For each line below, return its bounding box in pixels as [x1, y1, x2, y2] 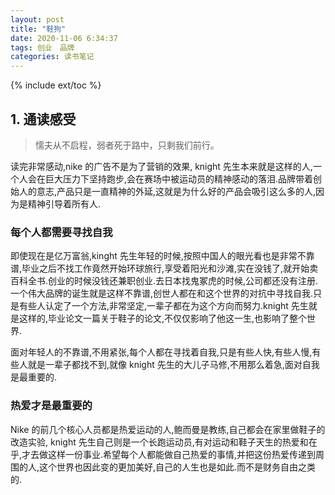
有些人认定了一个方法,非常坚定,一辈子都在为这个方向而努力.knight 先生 [18, 300, 309, 312]
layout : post [10, 14, 65, 25]
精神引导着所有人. [27, 197, 102, 210]
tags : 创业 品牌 [10, 42, 75, 53]
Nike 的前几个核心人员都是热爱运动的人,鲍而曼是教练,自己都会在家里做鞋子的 [10, 423, 326, 435]
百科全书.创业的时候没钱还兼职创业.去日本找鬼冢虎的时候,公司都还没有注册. [10, 275, 319, 287]
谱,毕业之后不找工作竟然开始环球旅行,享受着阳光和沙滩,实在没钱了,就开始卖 [10, 262, 319, 275]
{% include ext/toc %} [10, 79, 102, 91]
